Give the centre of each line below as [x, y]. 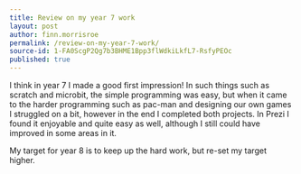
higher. [23, 160]
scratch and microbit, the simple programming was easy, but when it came [148, 95]
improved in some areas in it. [63, 133]
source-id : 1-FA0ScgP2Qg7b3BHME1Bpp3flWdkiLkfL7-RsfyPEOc [121, 51]
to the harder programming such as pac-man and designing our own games [150, 104]
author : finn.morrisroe [54, 34]
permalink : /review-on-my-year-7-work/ [85, 43]
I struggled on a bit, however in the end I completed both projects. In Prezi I [149, 114]
